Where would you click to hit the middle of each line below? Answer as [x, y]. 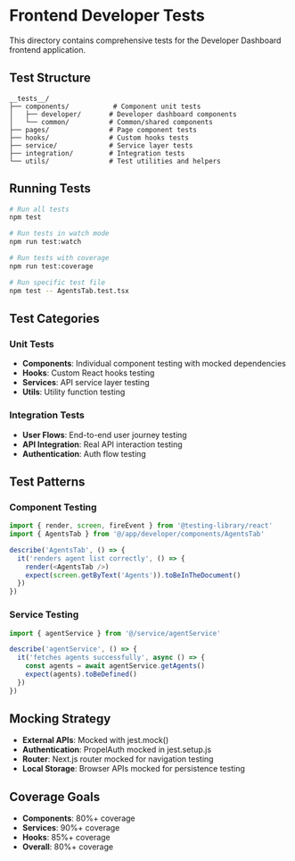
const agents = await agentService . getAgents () [115, 666]
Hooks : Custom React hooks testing [88, 373]
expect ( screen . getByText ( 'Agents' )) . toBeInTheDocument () [133, 575]
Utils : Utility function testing [74, 392]
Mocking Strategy [60, 719]
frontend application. [48, 49]
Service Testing [44, 615]
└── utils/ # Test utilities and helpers [115, 161]
